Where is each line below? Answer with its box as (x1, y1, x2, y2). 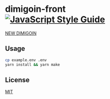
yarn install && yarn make (5, 62, 60, 67)
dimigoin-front (5, 3, 66, 15)
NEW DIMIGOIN (5, 30, 37, 36)
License (5, 75, 30, 84)
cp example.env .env (5, 58, 47, 63)
